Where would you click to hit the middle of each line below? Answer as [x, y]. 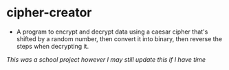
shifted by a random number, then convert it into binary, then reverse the [119, 38]
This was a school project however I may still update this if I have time [106, 59]
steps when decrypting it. [53, 46]
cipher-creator [49, 13]
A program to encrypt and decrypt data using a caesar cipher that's [112, 32]
